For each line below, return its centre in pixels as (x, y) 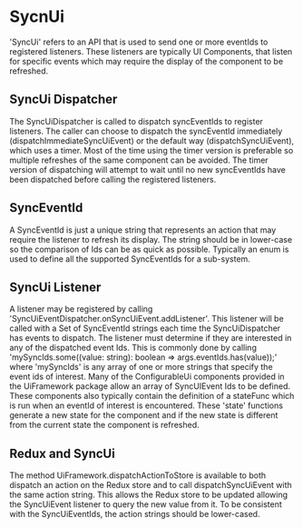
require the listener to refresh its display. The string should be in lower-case (151, 239)
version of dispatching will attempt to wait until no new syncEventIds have (147, 169)
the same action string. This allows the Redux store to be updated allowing (149, 495)
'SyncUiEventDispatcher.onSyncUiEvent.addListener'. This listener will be (147, 319)
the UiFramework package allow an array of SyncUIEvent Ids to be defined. (150, 386)
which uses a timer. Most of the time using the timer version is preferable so (151, 150)
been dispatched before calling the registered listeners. (113, 179)
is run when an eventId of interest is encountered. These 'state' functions (147, 405)
